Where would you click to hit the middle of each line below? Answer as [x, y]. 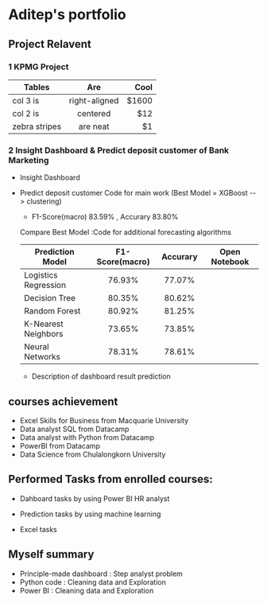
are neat [94, 126]
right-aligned [94, 100]
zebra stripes [37, 126]
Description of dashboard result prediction [101, 376]
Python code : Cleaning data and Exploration [93, 582]
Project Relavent [50, 44]
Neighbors [43, 334]
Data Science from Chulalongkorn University [93, 454]
